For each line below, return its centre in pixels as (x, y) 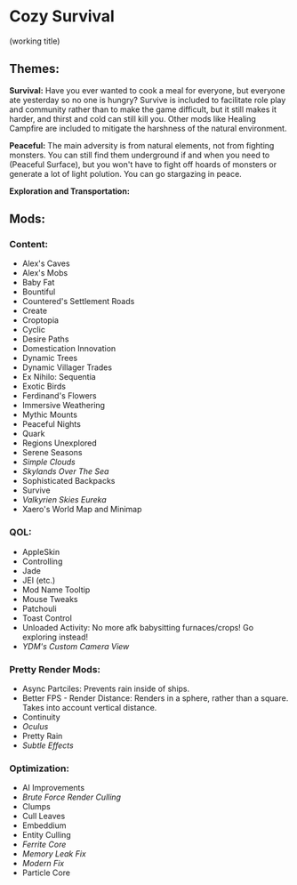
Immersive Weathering (63, 406)
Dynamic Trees (50, 358)
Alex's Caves (46, 263)
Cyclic (34, 330)
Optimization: (39, 768)
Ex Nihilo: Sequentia (59, 377)
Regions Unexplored (60, 443)
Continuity (41, 717)
